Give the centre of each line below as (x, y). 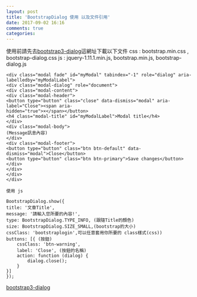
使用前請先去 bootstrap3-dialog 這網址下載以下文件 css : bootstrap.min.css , (98, 51)
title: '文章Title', (30, 208)
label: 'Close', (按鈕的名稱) (52, 251)
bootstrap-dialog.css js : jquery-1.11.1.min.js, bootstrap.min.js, (80, 58)
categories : (21, 34)
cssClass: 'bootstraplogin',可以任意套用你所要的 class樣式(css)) (84, 233)
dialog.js (17, 64)
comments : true (25, 28)
